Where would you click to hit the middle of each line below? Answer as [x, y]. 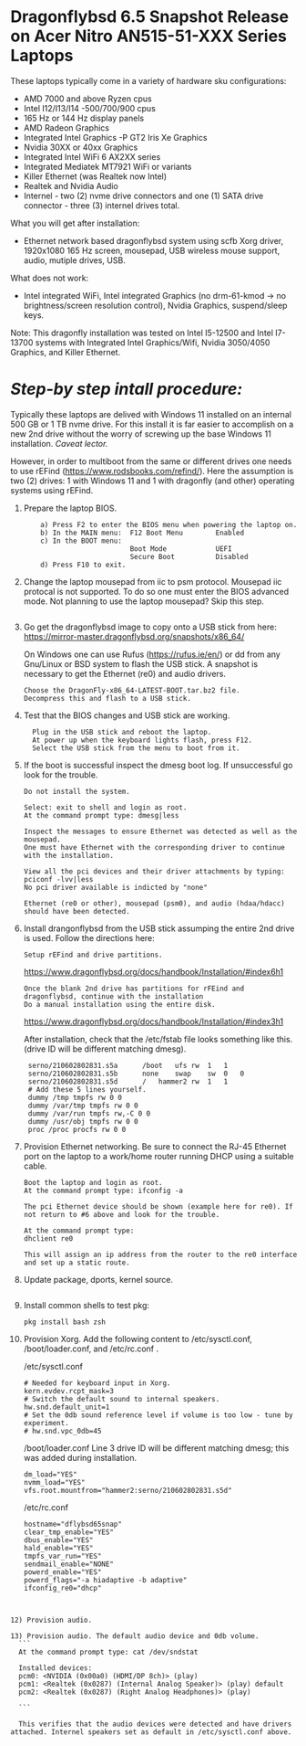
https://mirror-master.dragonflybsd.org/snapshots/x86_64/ [134, 636]
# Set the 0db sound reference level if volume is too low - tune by [158, 1415]
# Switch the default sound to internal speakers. [122, 1399]
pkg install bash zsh [64, 1322]
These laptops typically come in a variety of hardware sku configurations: [148, 80]
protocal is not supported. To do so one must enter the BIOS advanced [156, 591]
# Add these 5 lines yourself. [87, 1089]
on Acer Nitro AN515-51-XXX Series [149, 36]
